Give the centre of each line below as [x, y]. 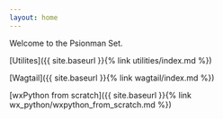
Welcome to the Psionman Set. [66, 43]
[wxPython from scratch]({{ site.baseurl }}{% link [100, 95]
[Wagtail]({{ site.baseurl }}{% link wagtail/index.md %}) [112, 78]
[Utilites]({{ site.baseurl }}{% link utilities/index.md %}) [111, 60]
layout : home [34, 17]
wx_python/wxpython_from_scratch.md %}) [91, 105]
